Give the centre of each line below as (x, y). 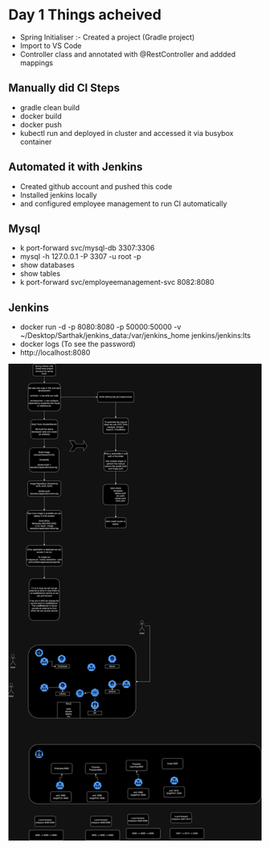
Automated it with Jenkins (76, 167)
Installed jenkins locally (59, 195)
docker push (41, 124)
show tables (40, 274)
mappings (37, 63)
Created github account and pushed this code (96, 186)
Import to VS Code (51, 45)
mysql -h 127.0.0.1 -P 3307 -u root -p (80, 257)
